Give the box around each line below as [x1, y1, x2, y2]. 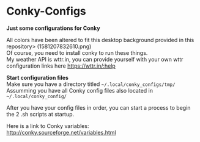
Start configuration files [6, 74, 69, 81]
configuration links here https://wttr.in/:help [6, 62, 116, 69]
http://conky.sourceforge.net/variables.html [6, 129, 116, 136]
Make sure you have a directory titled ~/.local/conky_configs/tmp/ [6, 80, 176, 88]
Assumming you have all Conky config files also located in [6, 87, 153, 94]
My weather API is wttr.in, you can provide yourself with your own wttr [6, 55, 183, 63]
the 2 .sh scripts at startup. [6, 110, 75, 118]
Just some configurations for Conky [6, 24, 100, 32]
